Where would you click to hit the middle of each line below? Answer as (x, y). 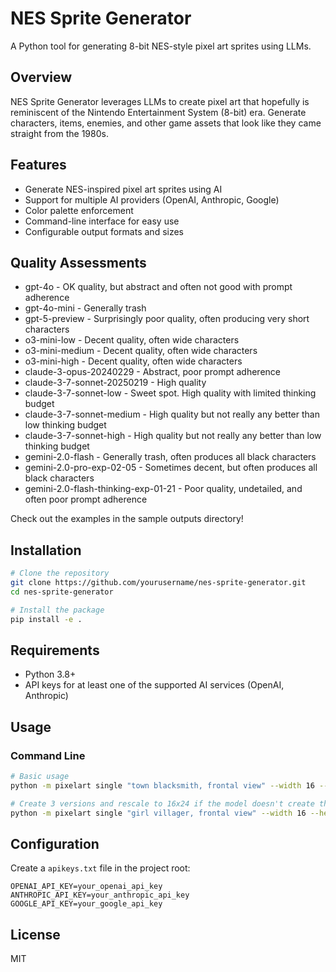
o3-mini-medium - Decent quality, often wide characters (141, 351)
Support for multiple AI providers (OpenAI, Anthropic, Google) (152, 199)
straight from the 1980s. (59, 133)
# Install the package (57, 610)
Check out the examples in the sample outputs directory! (127, 519)
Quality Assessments (78, 262)
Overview (41, 77)
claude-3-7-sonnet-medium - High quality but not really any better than (172, 414)
